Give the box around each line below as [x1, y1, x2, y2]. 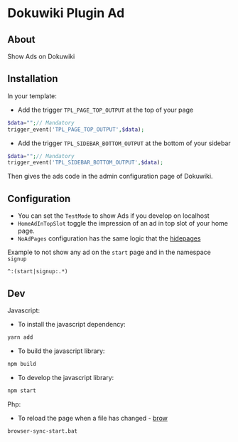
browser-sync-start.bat [7, 427, 78, 435]
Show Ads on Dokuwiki [7, 52, 75, 60]
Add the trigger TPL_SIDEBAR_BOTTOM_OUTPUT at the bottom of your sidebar [17, 139, 231, 147]
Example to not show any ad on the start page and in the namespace [7, 248, 211, 257]
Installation [7, 73, 58, 85]
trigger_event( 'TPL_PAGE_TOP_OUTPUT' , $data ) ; [7, 126, 144, 133]
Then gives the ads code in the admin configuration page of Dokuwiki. [7, 172, 213, 181]
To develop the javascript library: [17, 373, 114, 382]
